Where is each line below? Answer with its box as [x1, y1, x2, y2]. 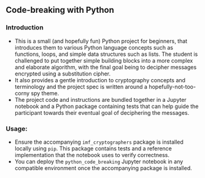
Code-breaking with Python [6, 5, 115, 15]
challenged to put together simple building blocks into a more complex [14, 56, 193, 64]
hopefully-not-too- [149, 83, 196, 90]
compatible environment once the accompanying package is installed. [14, 164, 193, 171]
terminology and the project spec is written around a [14, 83, 148, 90]
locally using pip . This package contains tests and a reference [14, 144, 172, 152]
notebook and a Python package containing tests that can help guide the [14, 103, 199, 110]
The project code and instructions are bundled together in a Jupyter [14, 96, 187, 103]
